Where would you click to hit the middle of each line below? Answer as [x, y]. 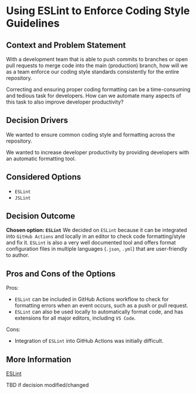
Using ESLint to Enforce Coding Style [98, 11]
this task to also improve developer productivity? [65, 102]
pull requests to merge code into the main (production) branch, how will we [97, 65]
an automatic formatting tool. [41, 158]
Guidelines [33, 23]
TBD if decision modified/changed [48, 385]
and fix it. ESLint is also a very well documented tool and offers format [91, 243]
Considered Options [43, 177]
